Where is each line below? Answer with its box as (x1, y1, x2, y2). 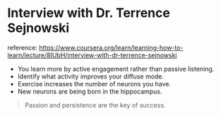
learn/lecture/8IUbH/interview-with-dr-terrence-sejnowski (7, 51, 178, 59)
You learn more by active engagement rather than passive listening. (17, 64, 215, 73)
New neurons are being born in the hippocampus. (17, 87, 162, 95)
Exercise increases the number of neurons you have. (17, 79, 172, 88)
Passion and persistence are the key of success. (24, 100, 166, 109)
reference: (7, 43, 37, 52)
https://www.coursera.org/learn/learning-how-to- (38, 43, 184, 52)
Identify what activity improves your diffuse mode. (17, 72, 165, 81)
